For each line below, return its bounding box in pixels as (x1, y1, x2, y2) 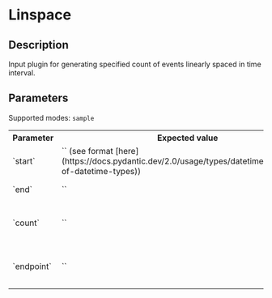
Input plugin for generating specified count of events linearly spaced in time (8, 59, 261, 69)
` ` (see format (61, 145, 113, 156)
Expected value (156, 132, 219, 143)
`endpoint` (12, 261, 52, 272)
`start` (12, 155, 36, 167)
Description (8, 38, 69, 52)
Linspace (8, 6, 71, 24)
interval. (8, 68, 36, 78)
